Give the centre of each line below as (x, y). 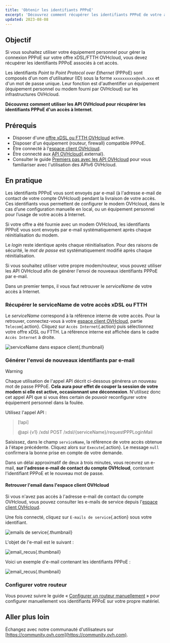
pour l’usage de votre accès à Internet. (46, 214)
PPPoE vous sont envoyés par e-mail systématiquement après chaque (78, 229)
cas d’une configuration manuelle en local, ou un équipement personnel (80, 209)
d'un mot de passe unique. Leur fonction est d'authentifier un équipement (82, 84)
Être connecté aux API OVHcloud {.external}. (58, 154)
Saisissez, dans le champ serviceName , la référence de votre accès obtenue (84, 442)
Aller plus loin (27, 617)
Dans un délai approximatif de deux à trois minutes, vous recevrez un (77, 463)
